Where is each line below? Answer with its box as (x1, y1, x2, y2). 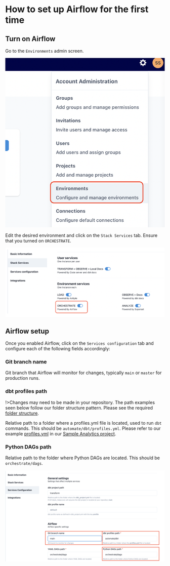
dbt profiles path (5, 388, 47, 395)
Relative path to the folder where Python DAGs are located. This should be (5, 455, 160, 461)
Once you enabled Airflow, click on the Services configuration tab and (5, 340, 154, 346)
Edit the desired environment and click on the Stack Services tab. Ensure (5, 232, 158, 238)
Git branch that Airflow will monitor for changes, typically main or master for (5, 370, 162, 376)
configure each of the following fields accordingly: (5, 346, 110, 352)
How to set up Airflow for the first (5, 4, 149, 15)
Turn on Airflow (5, 34, 56, 43)
